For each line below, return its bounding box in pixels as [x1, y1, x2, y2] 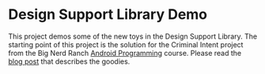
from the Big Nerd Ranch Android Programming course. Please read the [8, 48, 242, 57]
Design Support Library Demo [8, 6, 208, 24]
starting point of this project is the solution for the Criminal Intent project [8, 39, 244, 49]
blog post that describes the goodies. [8, 57, 131, 66]
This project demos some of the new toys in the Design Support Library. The [8, 31, 258, 41]
